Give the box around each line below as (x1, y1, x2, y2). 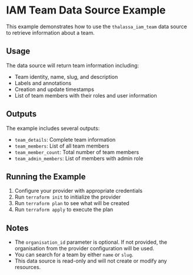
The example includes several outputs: (6, 125, 100, 132)
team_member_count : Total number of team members (14, 148, 139, 156)
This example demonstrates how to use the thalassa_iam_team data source (6, 23, 187, 30)
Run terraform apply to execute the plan (14, 206, 114, 213)
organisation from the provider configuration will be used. (14, 245, 155, 252)
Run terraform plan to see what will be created (14, 200, 129, 207)
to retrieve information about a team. (6, 29, 95, 36)
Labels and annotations (14, 79, 72, 86)
